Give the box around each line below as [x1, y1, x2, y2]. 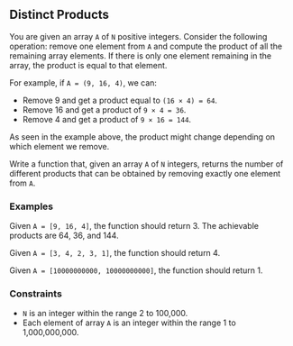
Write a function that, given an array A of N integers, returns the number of [9, 158, 284, 169]
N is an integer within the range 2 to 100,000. [22, 308, 188, 319]
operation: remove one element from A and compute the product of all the [9, 41, 282, 51]
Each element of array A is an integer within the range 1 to [22, 317, 236, 328]
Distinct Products [9, 7, 110, 23]
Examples [9, 200, 54, 213]
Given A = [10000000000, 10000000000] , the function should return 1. [9, 265, 263, 276]
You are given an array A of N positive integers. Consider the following [9, 31, 268, 41]
